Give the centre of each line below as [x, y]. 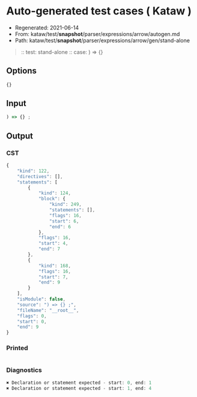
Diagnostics [24, 370]
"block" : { [52, 199]
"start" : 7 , [53, 277]
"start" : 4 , [53, 243]
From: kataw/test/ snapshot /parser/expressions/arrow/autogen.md [97, 34]
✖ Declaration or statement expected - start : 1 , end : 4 [79, 388]
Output [20, 136]
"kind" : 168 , [54, 266]
